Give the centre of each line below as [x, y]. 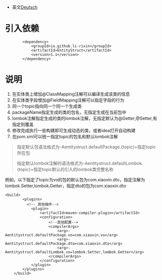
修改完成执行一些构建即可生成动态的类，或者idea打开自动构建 [74, 130]
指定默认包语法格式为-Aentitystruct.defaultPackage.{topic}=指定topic [86, 147]
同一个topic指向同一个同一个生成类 [47, 106]
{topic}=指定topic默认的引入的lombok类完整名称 [65, 169]
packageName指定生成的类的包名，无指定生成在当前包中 [69, 112]
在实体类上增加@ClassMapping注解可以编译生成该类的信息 [71, 94]
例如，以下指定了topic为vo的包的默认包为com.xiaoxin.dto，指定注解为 [75, 179]
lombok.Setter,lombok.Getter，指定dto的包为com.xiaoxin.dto [65, 186]
